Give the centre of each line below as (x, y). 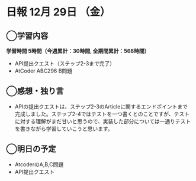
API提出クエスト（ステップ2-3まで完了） (65, 63)
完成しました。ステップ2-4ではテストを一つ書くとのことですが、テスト (102, 114)
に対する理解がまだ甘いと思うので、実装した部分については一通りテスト (103, 121)
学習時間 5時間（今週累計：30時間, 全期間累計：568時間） (78, 51)
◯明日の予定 (31, 149)
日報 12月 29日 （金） (58, 12)
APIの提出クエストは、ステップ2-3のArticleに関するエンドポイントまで (101, 106)
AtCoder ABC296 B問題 (44, 71)
